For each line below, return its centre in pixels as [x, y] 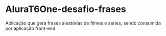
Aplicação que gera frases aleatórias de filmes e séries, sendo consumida [83, 23]
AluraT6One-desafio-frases [66, 9]
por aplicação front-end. [31, 28]
